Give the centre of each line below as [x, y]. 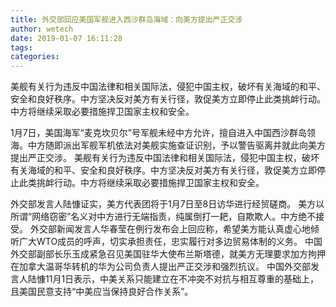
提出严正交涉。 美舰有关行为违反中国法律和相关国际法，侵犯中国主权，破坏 [165, 158]
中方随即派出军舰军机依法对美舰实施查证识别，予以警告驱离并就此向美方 [176, 145]
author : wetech [42, 29]
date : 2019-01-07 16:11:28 [66, 38]
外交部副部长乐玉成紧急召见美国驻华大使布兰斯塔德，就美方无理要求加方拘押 [168, 254]
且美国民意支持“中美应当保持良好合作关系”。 [102, 292]
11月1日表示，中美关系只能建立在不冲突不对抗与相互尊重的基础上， [182, 279]
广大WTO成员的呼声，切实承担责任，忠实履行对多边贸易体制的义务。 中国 [170, 242]
